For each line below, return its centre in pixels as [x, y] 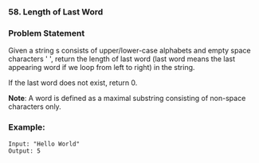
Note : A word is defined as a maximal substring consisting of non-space [127, 99]
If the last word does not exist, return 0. [73, 83]
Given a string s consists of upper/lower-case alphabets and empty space [129, 51]
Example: [27, 127]
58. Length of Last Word [56, 12]
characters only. [35, 107]
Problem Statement [47, 33]
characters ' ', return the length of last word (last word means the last [122, 59]
